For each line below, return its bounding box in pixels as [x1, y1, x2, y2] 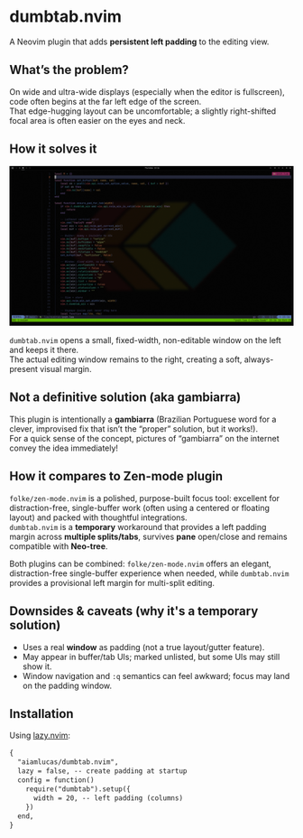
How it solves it [9, 142, 97, 157]
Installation [9, 706, 74, 722]
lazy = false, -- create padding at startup [17, 767, 188, 776]
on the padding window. [22, 680, 113, 691]
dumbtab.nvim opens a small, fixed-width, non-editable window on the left [9, 335, 281, 346]
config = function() [17, 776, 95, 785]
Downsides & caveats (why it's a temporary [9, 603, 259, 619]
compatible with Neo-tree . [9, 540, 108, 552]
